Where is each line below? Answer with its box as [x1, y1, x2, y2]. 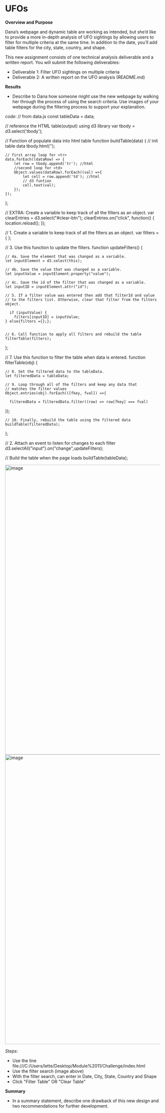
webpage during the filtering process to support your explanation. [12, 104, 146, 110]
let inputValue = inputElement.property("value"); [5, 271, 111, 276]
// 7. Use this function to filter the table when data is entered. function [5, 354, 146, 360]
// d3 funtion [23, 178, 52, 183]
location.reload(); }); [5, 220, 46, 226]
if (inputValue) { [9, 310, 48, 315]
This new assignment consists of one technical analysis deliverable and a [5, 54, 154, 60]
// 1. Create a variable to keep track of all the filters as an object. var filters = [5, 230, 159, 235]
